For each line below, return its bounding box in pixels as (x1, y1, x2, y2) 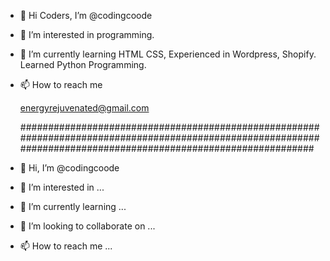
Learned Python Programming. (19, 59, 147, 70)
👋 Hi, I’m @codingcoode (19, 162, 120, 174)
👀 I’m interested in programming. (19, 29, 155, 40)
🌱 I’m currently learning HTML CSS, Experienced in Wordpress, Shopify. (19, 48, 317, 60)
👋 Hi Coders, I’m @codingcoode (19, 10, 153, 21)
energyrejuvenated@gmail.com (19, 102, 150, 114)
